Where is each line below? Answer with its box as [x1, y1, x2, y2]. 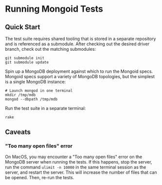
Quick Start [5, 23, 40, 31]
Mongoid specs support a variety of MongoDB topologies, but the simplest [5, 74, 155, 79]
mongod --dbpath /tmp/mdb [5, 97, 57, 102]
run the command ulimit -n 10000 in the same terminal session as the [5, 164, 146, 170]
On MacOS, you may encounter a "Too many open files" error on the [5, 154, 143, 160]
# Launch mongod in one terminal [5, 88, 73, 93]
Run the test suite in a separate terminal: [5, 105, 86, 111]
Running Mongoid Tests [5, 3, 104, 15]
